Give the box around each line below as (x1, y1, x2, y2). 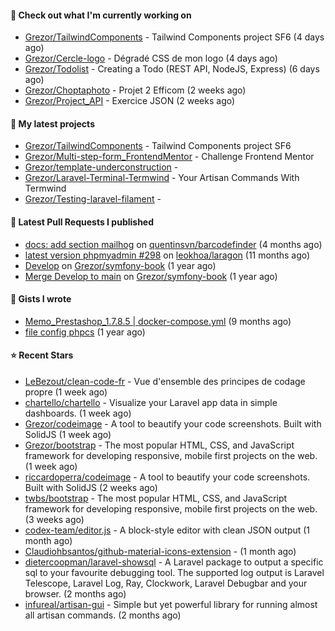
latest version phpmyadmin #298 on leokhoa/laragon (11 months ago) (24, 249, 311, 261)
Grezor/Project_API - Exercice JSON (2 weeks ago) (24, 95, 236, 107)
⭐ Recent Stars (10, 349, 74, 361)
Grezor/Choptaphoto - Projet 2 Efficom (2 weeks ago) (24, 84, 247, 96)
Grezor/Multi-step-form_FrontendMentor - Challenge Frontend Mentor (24, 151, 315, 163)
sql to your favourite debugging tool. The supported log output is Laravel (24, 567, 325, 579)
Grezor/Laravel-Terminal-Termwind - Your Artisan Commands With (24, 172, 300, 184)
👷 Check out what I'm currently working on (10, 9, 192, 21)
